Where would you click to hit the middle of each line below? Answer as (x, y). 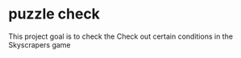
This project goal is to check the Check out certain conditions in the (121, 36)
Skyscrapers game (39, 44)
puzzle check (54, 14)
